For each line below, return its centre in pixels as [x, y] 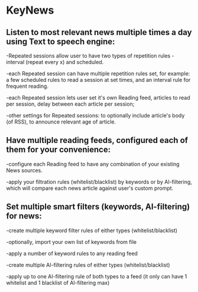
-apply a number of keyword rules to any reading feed [72, 253]
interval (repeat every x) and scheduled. [55, 62]
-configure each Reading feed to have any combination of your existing [93, 164]
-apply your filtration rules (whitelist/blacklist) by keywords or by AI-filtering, [99, 182]
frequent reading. [27, 86]
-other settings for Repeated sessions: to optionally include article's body [95, 115]
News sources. [24, 170]
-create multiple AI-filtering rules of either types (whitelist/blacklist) [88, 265]
